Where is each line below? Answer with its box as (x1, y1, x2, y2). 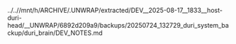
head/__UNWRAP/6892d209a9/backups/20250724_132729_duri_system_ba (7, 21, 229, 29)
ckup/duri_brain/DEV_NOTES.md (7, 28, 103, 37)
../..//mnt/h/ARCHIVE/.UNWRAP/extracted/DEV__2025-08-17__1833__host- (7, 6, 223, 14)
